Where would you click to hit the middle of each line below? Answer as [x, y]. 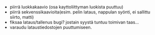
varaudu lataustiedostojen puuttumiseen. [51, 27]
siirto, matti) [22, 17]
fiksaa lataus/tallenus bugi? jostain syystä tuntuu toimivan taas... [74, 22]
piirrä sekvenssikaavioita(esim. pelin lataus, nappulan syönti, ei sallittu [80, 12]
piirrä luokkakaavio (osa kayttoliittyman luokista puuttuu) [66, 7]
